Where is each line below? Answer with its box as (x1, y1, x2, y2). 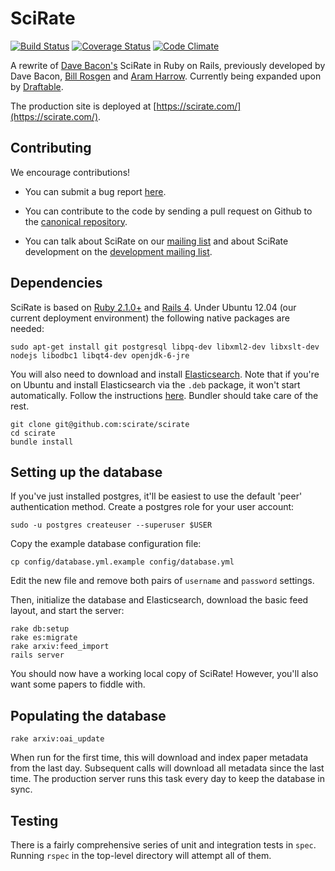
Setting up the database (10, 463, 163, 481)
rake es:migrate (10, 633, 78, 643)
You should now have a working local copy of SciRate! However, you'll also (10, 668, 319, 680)
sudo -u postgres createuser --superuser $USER (10, 520, 213, 531)
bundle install (10, 437, 74, 447)
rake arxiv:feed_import (10, 642, 110, 652)
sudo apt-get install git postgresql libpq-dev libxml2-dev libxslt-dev (10, 342, 320, 352)
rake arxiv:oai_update (10, 734, 105, 744)
